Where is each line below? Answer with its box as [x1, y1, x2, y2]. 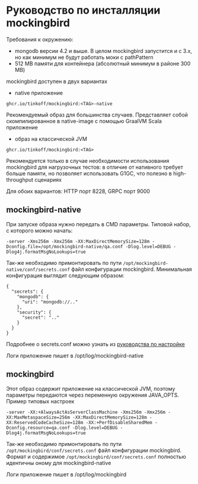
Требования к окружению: [6, 36, 74, 43]
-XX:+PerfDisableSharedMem [85, 419, 152, 425]
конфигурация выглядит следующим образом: [6, 271, 124, 279]
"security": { [17, 309, 52, 315]
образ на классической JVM [14, 135, 88, 143]
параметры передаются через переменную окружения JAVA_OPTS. [6, 391, 180, 398]
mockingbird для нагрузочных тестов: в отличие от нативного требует [6, 163, 184, 170]
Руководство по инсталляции [6, 4, 161, 17]
